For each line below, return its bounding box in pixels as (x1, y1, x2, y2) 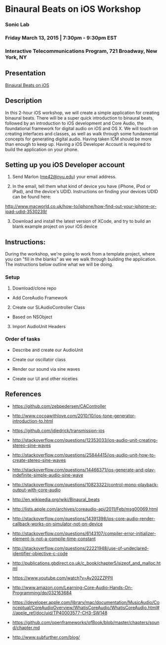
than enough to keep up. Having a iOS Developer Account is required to (5, 141, 151, 147)
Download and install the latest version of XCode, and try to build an (12, 218, 151, 224)
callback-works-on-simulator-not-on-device (12, 520, 103, 527)
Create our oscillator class (12, 356, 66, 362)
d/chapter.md (12, 624, 40, 631)
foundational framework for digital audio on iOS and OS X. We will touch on (5, 125, 158, 131)
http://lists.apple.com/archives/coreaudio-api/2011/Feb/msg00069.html (12, 506, 158, 512)
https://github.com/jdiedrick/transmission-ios (12, 428, 105, 433)
